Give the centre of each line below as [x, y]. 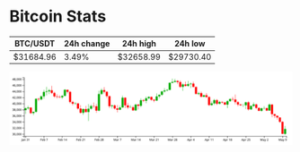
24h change [87, 44]
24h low [190, 44]
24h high [139, 44]
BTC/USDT [35, 44]
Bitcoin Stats [58, 17]
